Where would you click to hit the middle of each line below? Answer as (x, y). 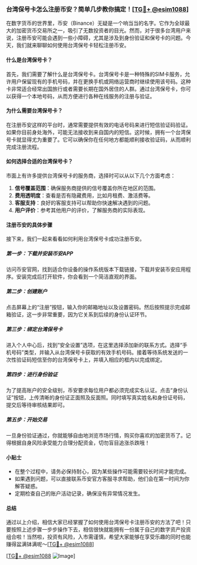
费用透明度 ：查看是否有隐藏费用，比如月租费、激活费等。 (84, 195)
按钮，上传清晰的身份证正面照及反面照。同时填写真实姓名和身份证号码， (101, 397)
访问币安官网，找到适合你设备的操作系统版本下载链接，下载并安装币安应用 (96, 269)
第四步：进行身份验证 (32, 374)
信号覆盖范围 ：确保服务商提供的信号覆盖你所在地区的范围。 (86, 188)
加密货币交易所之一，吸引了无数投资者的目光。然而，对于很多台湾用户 (101, 31)
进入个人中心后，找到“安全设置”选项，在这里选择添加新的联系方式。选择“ (94, 345)
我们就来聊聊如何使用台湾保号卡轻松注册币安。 (73, 45)
